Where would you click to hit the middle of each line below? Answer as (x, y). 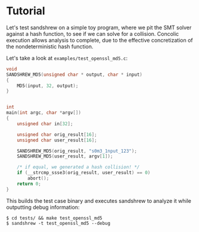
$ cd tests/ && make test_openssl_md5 (54, 218)
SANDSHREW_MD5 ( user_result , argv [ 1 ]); (65, 156)
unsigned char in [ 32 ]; (45, 123)
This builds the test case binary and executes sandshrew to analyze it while (99, 200)
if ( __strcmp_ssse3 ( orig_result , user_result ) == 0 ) (84, 173)
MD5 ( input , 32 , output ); (48, 86)
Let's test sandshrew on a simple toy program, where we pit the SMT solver (99, 27)
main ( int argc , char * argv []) (44, 113)
